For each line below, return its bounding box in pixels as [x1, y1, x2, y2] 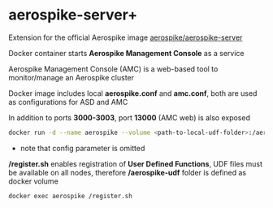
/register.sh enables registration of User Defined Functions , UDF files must [8, 158, 262, 168]
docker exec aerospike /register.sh [8, 192, 132, 200]
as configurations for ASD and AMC [8, 97, 128, 106]
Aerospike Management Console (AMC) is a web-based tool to [8, 63, 219, 74]
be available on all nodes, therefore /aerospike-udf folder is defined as [8, 167, 246, 177]
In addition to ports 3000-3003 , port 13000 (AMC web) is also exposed [8, 112, 250, 123]
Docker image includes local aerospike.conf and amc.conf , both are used [8, 88, 258, 98]
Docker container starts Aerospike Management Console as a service [8, 48, 245, 58]
